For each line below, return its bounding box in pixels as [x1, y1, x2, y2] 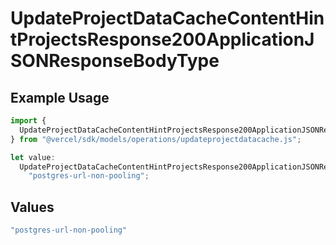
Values [10, 198, 55, 216]
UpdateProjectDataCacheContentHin [10, 7, 325, 30]
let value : [10, 152, 56, 162]
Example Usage [10, 89, 110, 106]
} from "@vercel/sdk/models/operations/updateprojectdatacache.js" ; [10, 134, 302, 144]
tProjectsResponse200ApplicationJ [10, 28, 315, 51]
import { [10, 116, 47, 126]
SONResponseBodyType [10, 50, 220, 72]
